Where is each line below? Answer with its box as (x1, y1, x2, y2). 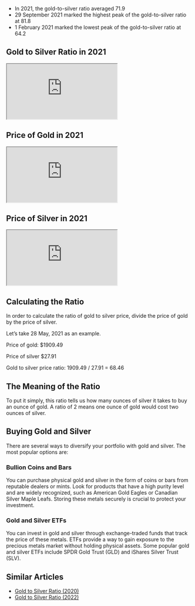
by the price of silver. (6, 318, 58, 326)
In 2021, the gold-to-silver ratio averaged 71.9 (14, 5, 125, 12)
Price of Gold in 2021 (6, 130, 83, 140)
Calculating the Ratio (6, 297, 84, 307)
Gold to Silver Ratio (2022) (14, 594, 79, 601)
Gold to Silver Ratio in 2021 (6, 47, 106, 57)
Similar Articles (6, 572, 64, 582)
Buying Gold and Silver (6, 427, 92, 437)
